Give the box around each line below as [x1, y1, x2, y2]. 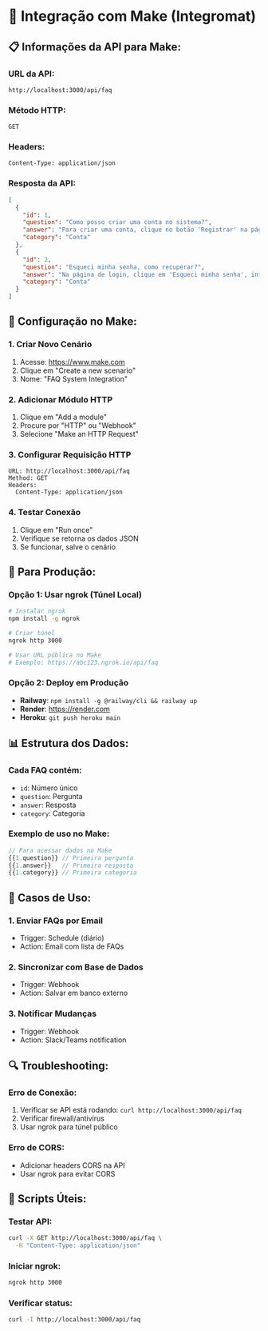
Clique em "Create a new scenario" [19, 366, 136, 375]
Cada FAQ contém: [8, 765, 82, 776]
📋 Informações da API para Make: [8, 40, 181, 54]
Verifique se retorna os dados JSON [19, 534, 139, 543]
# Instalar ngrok [8, 607, 66, 615]
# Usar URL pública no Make [8, 651, 102, 659]
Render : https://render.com [19, 704, 110, 713]
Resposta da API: [8, 178, 76, 189]
